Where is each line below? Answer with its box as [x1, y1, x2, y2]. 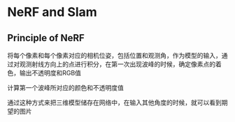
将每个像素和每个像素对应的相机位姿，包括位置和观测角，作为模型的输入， [7, 52, 222, 59]
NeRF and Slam [7, 4, 98, 20]
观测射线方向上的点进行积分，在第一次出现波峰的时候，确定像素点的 [19, 60, 215, 68]
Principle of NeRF [7, 32, 85, 44]
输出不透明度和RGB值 [19, 69, 82, 77]
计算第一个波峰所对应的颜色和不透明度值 [7, 84, 124, 91]
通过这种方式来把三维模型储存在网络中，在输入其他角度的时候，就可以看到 [7, 98, 222, 107]
